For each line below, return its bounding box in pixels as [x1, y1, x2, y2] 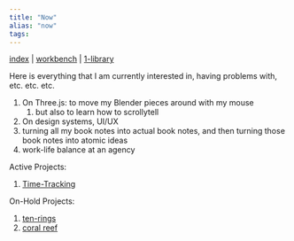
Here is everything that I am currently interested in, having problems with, [9, 71, 277, 82]
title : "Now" [9, 12, 58, 22]
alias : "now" [9, 21, 58, 30]
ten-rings [21, 214, 57, 224]
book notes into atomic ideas [21, 135, 128, 146]
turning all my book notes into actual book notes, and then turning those [21, 126, 286, 136]
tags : [9, 29, 29, 38]
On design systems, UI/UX [21, 116, 120, 127]
